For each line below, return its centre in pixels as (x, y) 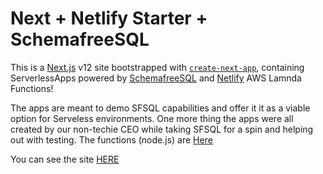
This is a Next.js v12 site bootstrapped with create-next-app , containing (157, 67)
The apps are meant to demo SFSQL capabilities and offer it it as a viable (160, 108)
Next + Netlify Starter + (109, 18)
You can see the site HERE (65, 159)
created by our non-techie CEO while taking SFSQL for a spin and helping (162, 129)
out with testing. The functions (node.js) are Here (111, 139)
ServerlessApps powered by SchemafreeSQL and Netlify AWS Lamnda (156, 78)
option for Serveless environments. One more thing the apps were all (152, 118)
